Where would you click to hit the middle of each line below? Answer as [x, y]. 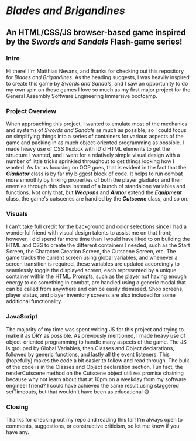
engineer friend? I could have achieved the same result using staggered [93, 385]
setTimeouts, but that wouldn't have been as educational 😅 [78, 392]
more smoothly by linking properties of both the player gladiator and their [94, 180]
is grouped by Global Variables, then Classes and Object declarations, [90, 348]
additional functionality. [34, 301]
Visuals [17, 214]
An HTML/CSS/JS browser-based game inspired [96, 33]
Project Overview [31, 111]
